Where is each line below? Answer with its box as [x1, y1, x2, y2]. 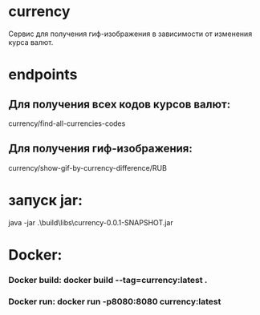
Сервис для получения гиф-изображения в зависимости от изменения [8, 29, 253, 38]
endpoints [8, 66, 78, 84]
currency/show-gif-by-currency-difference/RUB [8, 163, 167, 172]
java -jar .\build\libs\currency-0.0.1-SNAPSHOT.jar [8, 217, 174, 227]
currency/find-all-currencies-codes [8, 119, 126, 128]
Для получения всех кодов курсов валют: [8, 97, 231, 111]
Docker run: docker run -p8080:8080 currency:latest [8, 296, 221, 307]
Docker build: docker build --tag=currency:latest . [8, 274, 208, 285]
